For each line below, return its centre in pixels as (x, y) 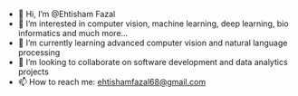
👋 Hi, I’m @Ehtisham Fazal (67, 14)
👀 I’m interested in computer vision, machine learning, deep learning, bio (153, 24)
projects (34, 72)
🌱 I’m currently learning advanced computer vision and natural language (153, 43)
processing (39, 53)
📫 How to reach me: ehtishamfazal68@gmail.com (112, 82)
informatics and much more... (73, 33)
